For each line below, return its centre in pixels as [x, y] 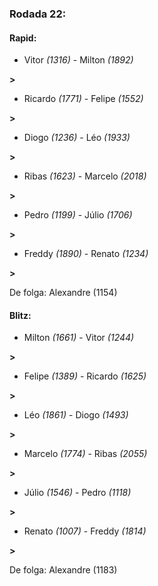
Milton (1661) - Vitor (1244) [79, 338]
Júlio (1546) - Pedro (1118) [77, 493]
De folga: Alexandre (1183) [63, 570]
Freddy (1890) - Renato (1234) [86, 254]
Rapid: [23, 38]
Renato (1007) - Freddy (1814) [85, 531]
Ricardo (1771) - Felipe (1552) [83, 99]
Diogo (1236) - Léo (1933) [77, 138]
